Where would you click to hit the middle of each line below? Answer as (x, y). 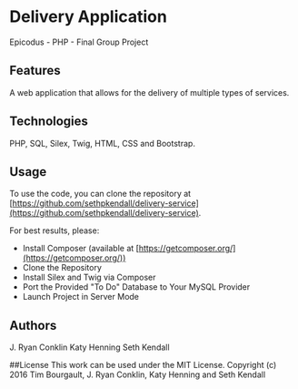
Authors (33, 325)
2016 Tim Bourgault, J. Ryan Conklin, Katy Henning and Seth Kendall (138, 374)
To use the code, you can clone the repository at (100, 194)
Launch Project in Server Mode (80, 297)
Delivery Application (89, 17)
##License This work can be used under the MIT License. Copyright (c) (143, 365)
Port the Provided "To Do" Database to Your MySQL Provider (136, 287)
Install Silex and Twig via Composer (89, 277)
